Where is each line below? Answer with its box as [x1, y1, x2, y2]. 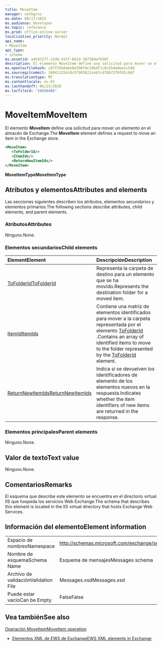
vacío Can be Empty [7, 597, 52, 603]
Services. [5, 509, 24, 515]
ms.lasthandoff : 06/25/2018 [5, 83, 62, 89]
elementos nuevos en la [96, 384, 150, 390]
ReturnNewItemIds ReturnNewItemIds [7, 390, 92, 397]
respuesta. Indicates [96, 390, 141, 397]
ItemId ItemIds [7, 330, 39, 337]
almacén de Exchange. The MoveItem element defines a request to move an [5, 130, 156, 136]
